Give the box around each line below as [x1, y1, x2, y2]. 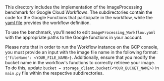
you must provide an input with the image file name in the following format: [5, 49, 158, 55]
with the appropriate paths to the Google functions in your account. [5, 34, 143, 40]
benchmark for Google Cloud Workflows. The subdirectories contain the [5, 9, 153, 15]
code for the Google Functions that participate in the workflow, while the [5, 15, 153, 20]
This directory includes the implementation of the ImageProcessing [5, 4, 142, 10]
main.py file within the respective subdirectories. [5, 70, 104, 76]
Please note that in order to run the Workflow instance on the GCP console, [5, 44, 159, 50]
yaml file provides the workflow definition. [5, 20, 91, 26]
